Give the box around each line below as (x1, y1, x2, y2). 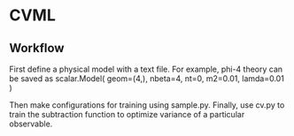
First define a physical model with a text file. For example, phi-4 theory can (9, 64, 283, 74)
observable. (9, 118, 53, 129)
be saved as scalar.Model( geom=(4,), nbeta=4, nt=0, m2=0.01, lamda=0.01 (9, 73, 285, 84)
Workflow (9, 41, 65, 56)
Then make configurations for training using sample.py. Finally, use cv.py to (9, 100, 285, 110)
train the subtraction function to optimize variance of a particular (9, 110, 245, 119)
